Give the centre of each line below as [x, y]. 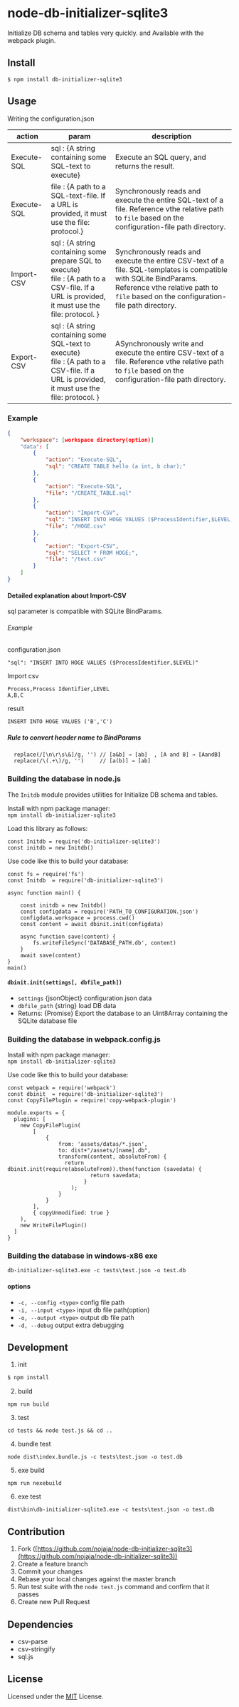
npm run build [28, 1404]
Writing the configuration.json [51, 119]
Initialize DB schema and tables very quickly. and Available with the [106, 33]
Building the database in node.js [64, 779]
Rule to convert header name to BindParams [74, 737]
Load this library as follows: [48, 828]
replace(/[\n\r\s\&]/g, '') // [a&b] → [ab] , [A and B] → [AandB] [117, 755]
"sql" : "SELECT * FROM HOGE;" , [92, 553]
